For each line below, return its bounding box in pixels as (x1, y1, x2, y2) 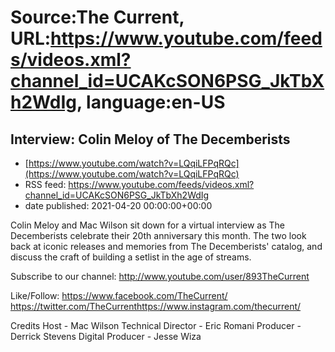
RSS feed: (24, 179, 67, 190)
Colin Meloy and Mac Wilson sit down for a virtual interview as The (10, 219, 286, 231)
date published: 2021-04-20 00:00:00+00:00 (24, 200, 213, 211)
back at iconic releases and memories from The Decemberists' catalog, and (10, 241, 323, 252)
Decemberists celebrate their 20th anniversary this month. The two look (10, 230, 307, 241)
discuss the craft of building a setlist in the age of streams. (10, 251, 252, 263)
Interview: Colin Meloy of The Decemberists (10, 131, 291, 148)
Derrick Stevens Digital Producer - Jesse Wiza (10, 331, 202, 342)
